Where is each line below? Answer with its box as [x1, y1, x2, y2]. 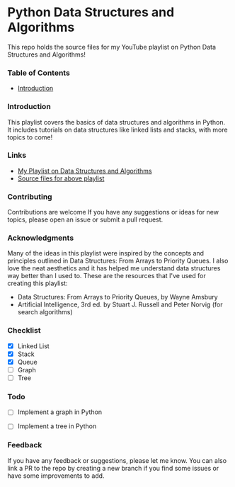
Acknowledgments [7, 233, 74, 243]
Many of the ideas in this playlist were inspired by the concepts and [7, 249, 204, 258]
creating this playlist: [7, 279, 68, 287]
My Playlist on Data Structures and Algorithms [17, 166, 152, 175]
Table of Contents [7, 68, 71, 78]
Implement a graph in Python [17, 408, 103, 416]
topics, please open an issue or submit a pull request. [7, 215, 164, 224]
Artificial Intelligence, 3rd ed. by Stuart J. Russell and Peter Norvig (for [17, 300, 223, 309]
